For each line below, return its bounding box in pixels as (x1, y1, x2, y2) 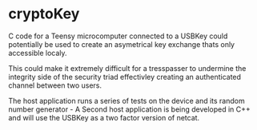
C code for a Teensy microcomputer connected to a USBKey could (8, 31, 228, 41)
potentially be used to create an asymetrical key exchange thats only (8, 39, 235, 49)
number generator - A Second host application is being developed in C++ (8, 104, 251, 114)
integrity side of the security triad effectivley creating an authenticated (8, 72, 242, 81)
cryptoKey (8, 5, 80, 23)
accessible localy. (8, 48, 67, 57)
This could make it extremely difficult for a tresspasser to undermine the (8, 63, 247, 73)
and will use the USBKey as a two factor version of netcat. (8, 112, 200, 122)
